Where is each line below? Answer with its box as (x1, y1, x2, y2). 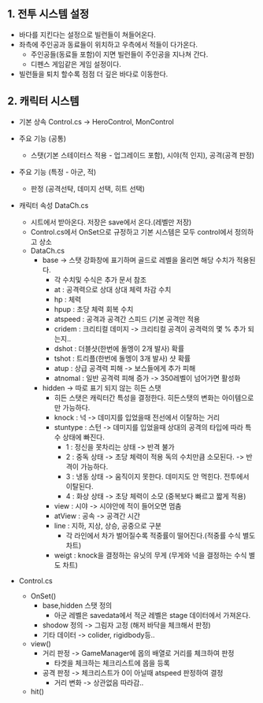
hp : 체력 (54, 294, 82, 304)
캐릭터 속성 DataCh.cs (18, 200, 89, 210)
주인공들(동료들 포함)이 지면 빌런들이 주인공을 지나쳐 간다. (30, 50, 209, 59)
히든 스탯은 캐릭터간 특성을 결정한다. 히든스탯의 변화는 (54, 393, 220, 402)
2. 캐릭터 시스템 (7, 94, 80, 108)
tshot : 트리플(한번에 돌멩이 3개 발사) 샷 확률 (54, 353, 191, 363)
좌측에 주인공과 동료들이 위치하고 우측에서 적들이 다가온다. (18, 39, 198, 49)
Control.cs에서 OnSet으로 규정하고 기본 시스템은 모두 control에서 (30, 227, 233, 236)
